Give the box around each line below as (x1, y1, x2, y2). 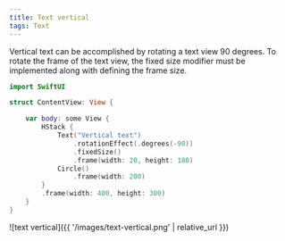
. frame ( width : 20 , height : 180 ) (72, 155, 194, 165)
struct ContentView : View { (9, 98, 114, 107)
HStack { (41, 122, 74, 132)
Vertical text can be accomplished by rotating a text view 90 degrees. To (9, 46, 277, 56)
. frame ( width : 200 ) (72, 172, 146, 181)
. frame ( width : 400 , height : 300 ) (41, 189, 166, 198)
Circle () (56, 164, 90, 173)
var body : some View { (25, 114, 110, 123)
